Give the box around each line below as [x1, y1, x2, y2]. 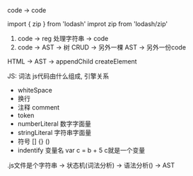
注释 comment [17, 103, 60, 112]
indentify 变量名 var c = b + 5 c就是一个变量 [17, 146, 146, 154]
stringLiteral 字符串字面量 [17, 129, 92, 136]
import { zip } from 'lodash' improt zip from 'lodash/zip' [7, 20, 168, 28]
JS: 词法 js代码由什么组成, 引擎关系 [7, 72, 110, 80]
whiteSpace [17, 86, 53, 94]
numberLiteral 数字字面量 [17, 119, 92, 128]
